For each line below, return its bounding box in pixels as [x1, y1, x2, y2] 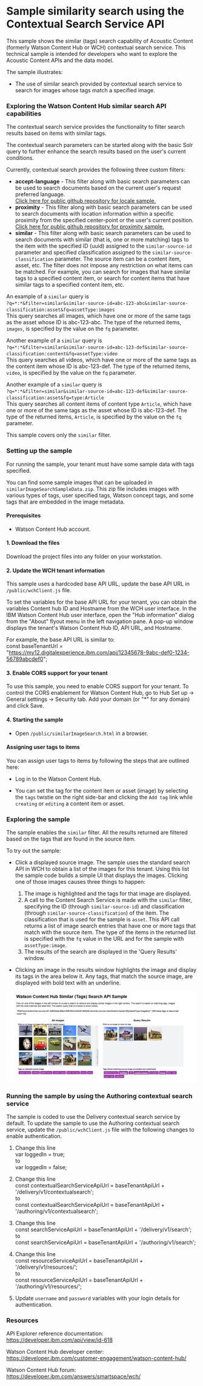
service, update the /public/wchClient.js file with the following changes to [6, 1126, 195, 1133]
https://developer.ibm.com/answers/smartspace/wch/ [6, 1373, 141, 1380]
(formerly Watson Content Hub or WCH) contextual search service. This [6, 44, 186, 51]
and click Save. [6, 702, 44, 709]
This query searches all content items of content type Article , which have [6, 400, 192, 408]
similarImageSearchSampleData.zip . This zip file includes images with [6, 485, 179, 493]
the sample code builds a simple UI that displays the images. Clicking [15, 872, 188, 879]
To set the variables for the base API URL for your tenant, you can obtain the [6, 598, 197, 606]
